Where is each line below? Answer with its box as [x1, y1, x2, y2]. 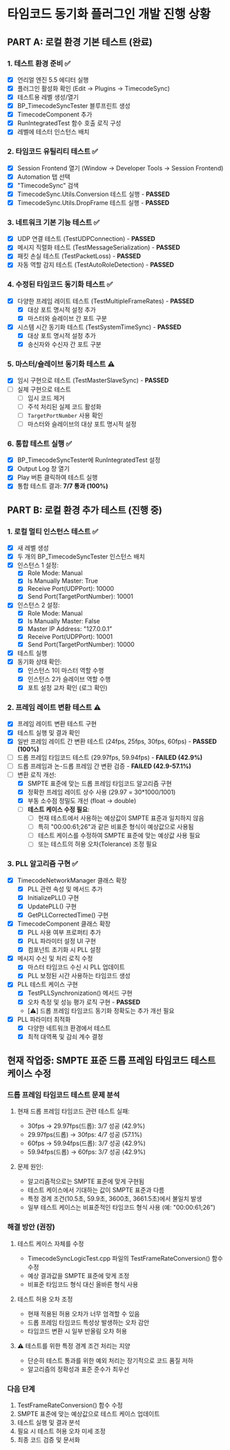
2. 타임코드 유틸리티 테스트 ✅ [7, 147, 99, 157]
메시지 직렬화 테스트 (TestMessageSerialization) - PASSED [17, 243, 181, 251]
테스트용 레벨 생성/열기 [17, 93, 79, 101]
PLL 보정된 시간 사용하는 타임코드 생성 [27, 971, 131, 980]
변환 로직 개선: [17, 770, 57, 779]
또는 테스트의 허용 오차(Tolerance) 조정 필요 [37, 840, 157, 849]
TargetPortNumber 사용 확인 [27, 411, 104, 419]
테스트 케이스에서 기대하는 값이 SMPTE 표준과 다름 [27, 1186, 164, 1194]
